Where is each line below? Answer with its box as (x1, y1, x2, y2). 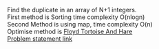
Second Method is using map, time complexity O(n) (7, 20, 153, 28)
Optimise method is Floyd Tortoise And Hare (7, 27, 133, 35)
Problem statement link (7, 35, 73, 43)
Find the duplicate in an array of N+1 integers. (7, 6, 137, 14)
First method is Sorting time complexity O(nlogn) (7, 13, 145, 21)
